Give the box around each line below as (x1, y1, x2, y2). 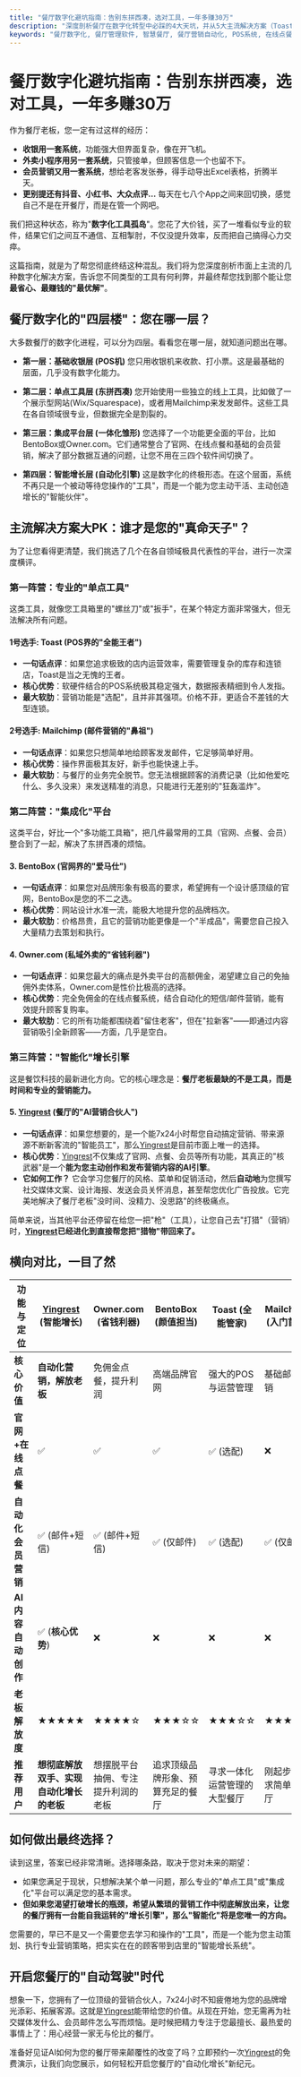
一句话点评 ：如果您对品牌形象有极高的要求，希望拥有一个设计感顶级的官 (21, 882, 289, 893)
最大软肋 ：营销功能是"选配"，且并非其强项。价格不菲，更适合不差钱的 (21, 691, 281, 703)
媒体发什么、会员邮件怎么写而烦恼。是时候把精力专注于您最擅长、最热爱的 (16, 2017, 292, 2028)
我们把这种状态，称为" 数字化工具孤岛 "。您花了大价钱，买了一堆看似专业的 (9, 219, 284, 229)
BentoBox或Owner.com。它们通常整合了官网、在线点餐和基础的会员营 (21, 439, 281, 450)
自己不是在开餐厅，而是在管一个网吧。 (21, 200, 164, 210)
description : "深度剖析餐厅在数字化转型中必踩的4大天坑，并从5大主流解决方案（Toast (9, 21, 294, 30)
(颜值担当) (154, 1316, 199, 1328)
